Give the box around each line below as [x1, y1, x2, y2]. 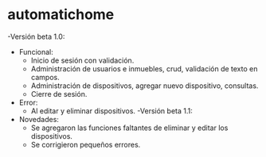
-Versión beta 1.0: [7, 32, 65, 41]
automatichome [7, 6, 115, 24]
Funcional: [18, 47, 53, 56]
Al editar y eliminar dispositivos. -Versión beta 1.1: [30, 105, 193, 116]
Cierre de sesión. [30, 89, 88, 98]
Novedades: [18, 114, 59, 124]
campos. [30, 72, 61, 82]
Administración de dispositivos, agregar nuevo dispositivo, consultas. [30, 81, 259, 90]
